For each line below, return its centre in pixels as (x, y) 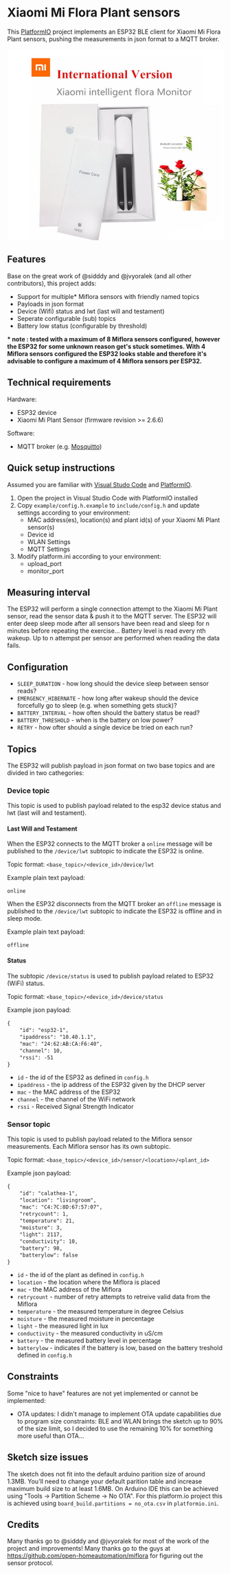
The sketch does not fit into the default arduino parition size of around (106, 1474)
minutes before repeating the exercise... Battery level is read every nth (106, 631)
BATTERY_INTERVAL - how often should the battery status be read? (108, 713)
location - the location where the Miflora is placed (89, 1282)
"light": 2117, (41, 1235)
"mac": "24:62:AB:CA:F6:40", (61, 1044)
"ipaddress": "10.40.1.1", (58, 1037)
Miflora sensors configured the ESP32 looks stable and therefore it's (107, 353)
